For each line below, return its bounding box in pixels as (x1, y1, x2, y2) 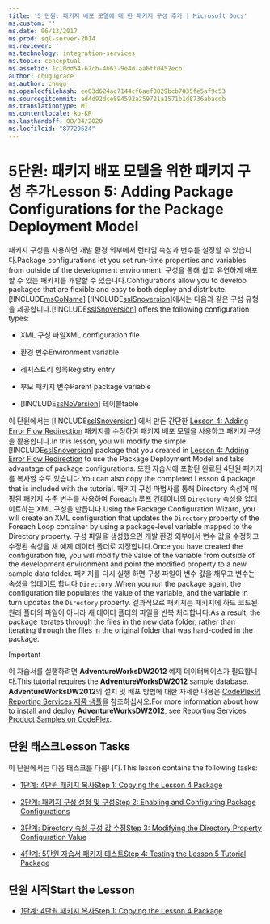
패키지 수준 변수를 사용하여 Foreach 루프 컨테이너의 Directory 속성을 (23, 494, 243, 503)
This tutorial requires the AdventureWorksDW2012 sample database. (16, 676, 249, 686)
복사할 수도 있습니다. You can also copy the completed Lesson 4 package (16, 473, 256, 483)
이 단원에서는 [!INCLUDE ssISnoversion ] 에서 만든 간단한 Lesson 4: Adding (8, 416, 249, 426)
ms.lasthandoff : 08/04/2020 (8, 117, 103, 125)
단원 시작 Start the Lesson (8, 883, 135, 896)
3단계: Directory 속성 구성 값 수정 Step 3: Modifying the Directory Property (19, 823, 263, 833)
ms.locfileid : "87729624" (8, 125, 95, 133)
